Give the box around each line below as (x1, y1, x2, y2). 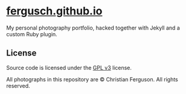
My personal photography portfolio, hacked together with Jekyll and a (6, 24, 180, 31)
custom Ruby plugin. (6, 30, 57, 37)
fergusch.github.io (6, 4, 103, 18)
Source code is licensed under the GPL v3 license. (6, 64, 132, 71)
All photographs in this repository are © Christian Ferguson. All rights (6, 75, 178, 83)
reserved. (6, 82, 30, 89)
